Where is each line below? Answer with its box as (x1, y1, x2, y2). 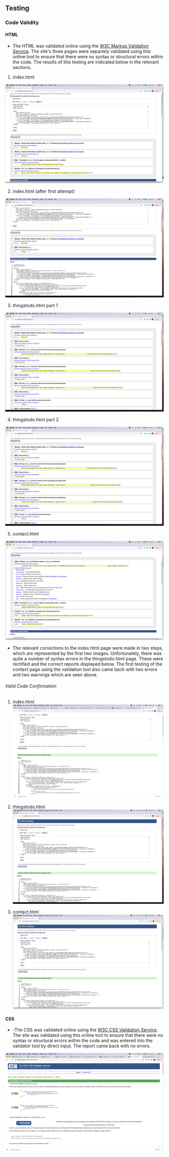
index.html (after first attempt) (12, 188, 75, 194)
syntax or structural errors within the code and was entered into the (12, 1038, 153, 1044)
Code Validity (5, 19, 39, 26)
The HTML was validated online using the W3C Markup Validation (12, 43, 149, 49)
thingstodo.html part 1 (12, 302, 58, 308)
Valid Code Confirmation (5, 683, 57, 689)
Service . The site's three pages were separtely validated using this (12, 48, 151, 54)
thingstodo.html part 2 (12, 416, 59, 422)
